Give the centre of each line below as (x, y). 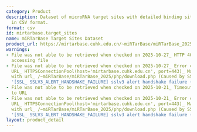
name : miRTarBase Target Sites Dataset (55, 39)
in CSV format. (30, 22)
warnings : (18, 50)
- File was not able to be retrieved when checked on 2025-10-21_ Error (97, 98)
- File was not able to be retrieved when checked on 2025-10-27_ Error (97, 66)
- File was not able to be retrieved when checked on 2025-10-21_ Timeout (99, 88)
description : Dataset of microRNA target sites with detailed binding (94, 17)
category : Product (28, 11)
